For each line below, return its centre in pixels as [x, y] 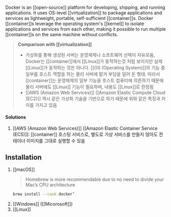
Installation [23, 157]
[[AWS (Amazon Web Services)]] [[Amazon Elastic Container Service [85, 128]
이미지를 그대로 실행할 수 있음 [56, 141]
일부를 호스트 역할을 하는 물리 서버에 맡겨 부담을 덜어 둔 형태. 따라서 [93, 74]
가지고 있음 [46, 105]
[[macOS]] [24, 170]
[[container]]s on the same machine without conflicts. [62, 34]
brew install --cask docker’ [44, 194]
